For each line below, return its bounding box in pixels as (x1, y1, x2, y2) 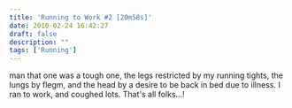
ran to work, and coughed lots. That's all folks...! (9, 89, 185, 100)
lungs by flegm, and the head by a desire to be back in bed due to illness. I (9, 80, 280, 90)
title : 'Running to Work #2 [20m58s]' (9, 12, 152, 22)
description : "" (9, 37, 69, 47)
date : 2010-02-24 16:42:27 (9, 21, 109, 30)
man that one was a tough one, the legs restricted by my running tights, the (9, 70, 283, 81)
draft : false (9, 29, 58, 38)
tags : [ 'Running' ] (9, 46, 77, 55)
